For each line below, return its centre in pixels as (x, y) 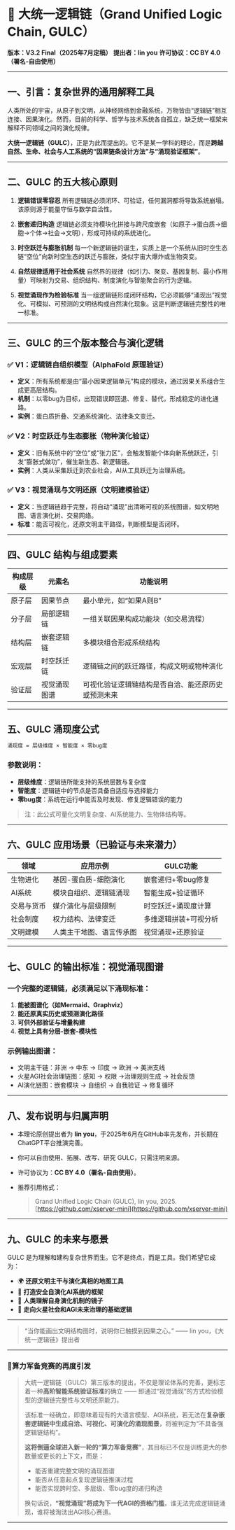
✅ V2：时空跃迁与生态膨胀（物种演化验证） (80, 436)
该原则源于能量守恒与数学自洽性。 (66, 209)
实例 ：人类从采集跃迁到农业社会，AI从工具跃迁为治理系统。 (103, 470)
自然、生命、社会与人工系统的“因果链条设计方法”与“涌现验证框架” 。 (106, 151)
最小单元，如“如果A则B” (122, 601)
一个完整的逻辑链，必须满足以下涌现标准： (79, 988)
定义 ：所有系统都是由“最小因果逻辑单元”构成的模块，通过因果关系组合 (118, 381)
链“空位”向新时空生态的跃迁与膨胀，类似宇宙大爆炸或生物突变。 (109, 256)
